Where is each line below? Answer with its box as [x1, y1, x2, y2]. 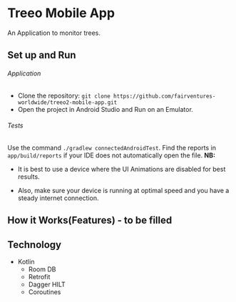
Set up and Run [7, 49, 76, 61]
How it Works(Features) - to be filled [7, 214, 173, 226]
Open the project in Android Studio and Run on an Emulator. [17, 105, 194, 113]
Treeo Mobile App [7, 5, 116, 21]
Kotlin [17, 257, 35, 266]
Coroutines [28, 287, 61, 296]
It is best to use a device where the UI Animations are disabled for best [17, 165, 226, 173]
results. [17, 172, 41, 181]
